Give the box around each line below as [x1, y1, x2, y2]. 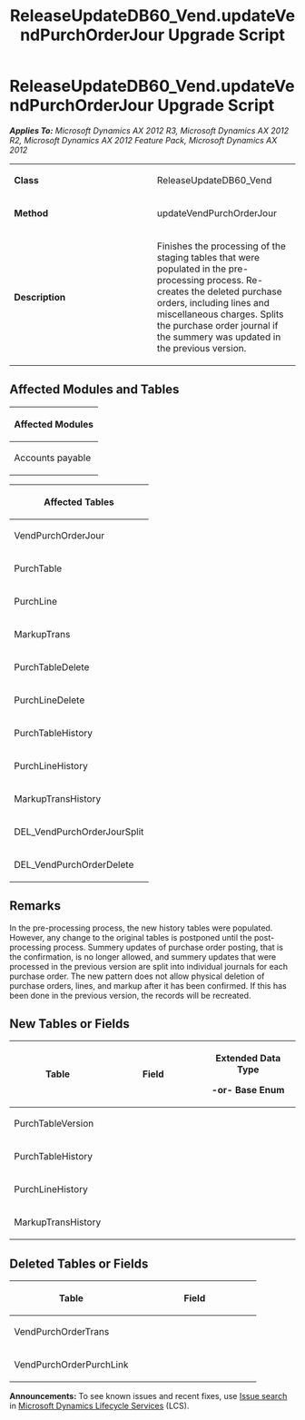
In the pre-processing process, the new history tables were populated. [9, 922, 273, 933]
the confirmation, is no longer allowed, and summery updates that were [9, 951, 277, 962]
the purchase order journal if [157, 319, 279, 331]
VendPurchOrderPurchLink [14, 1358, 129, 1371]
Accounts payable [14, 451, 92, 464]
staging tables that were [157, 251, 261, 263]
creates [157, 285, 190, 298]
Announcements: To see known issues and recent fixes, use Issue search [9, 1391, 288, 1402]
